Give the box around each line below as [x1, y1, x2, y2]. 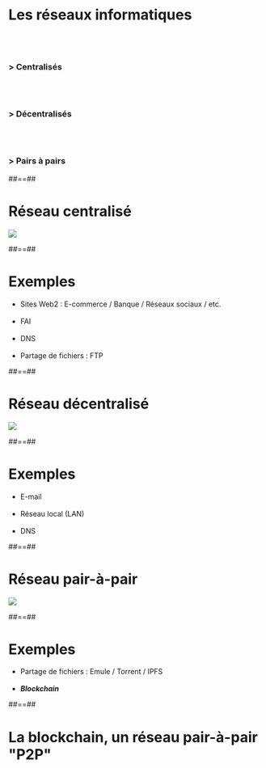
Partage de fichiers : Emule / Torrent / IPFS [19, 667, 163, 677]
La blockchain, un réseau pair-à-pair [8, 728, 259, 746]
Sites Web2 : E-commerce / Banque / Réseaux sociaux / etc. [19, 299, 222, 309]
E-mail [19, 492, 42, 501]
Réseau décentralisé [8, 395, 150, 413]
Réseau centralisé [8, 202, 132, 221]
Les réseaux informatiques [8, 6, 192, 24]
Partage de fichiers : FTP [19, 350, 103, 361]
